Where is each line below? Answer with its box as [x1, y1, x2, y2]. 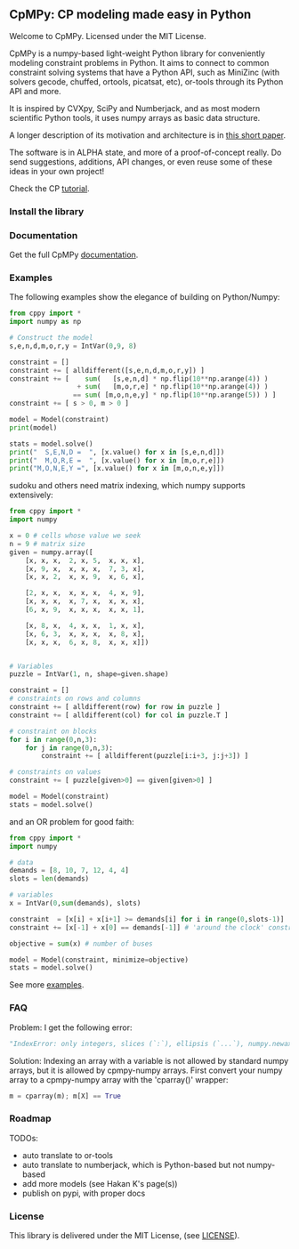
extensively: [9, 489, 53, 501]
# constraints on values [9, 768, 101, 777]
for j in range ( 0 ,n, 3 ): [25, 743, 114, 753]
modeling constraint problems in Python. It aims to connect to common [9, 57, 270, 68]
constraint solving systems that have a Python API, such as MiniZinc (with [9, 67, 280, 77]
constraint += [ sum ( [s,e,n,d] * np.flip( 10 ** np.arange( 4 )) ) [9, 374, 269, 383]
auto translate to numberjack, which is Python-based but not [21, 1159, 245, 1170]
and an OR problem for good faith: [9, 816, 135, 826]
